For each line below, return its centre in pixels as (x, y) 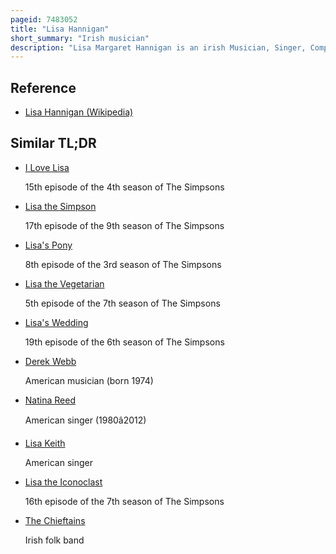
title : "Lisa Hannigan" (60, 29)
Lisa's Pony (48, 245)
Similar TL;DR (53, 143)
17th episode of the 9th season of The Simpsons (124, 225)
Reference (43, 87)
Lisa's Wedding (56, 322)
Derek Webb (50, 361)
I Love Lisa (47, 167)
